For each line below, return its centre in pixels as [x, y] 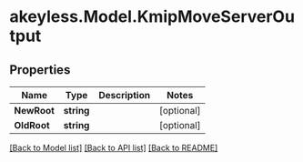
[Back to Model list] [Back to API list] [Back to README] [114, 148]
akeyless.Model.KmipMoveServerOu [152, 17]
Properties [40, 70]
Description [125, 95]
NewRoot [34, 111]
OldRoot [32, 125]
